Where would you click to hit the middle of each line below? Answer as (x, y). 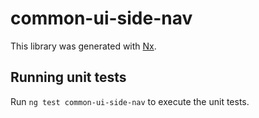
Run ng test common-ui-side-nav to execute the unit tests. (130, 101)
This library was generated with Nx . (83, 46)
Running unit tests (68, 77)
